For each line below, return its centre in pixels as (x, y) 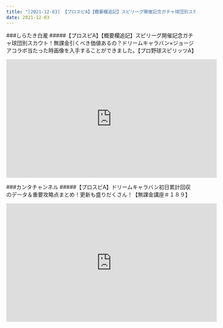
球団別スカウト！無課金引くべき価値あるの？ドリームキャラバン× (92, 43)
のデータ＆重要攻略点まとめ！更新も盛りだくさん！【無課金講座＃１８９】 (98, 194)
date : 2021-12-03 (28, 17)
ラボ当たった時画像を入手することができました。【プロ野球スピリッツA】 (107, 50)
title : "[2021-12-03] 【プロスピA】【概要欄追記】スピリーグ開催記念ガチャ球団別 (97, 12)
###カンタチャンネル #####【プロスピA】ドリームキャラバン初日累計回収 (99, 187)
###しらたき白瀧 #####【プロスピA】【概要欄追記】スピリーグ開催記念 (95, 35)
